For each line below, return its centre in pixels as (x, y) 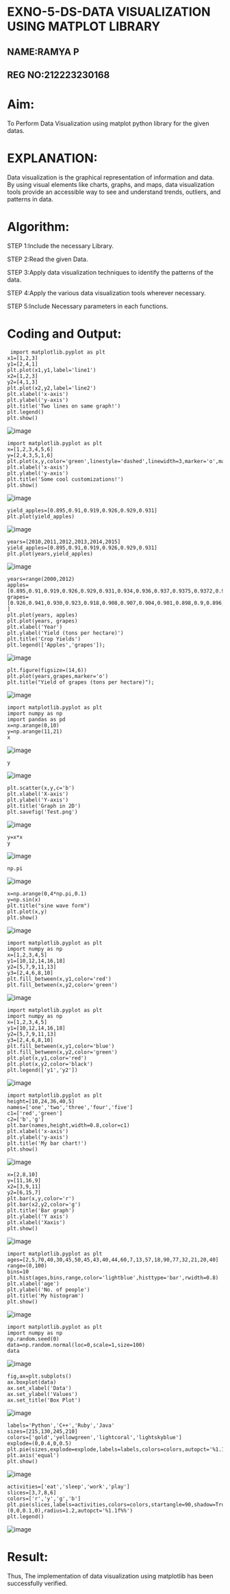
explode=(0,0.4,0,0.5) (39, 1443)
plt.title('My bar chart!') (47, 1143)
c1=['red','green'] (35, 1113)
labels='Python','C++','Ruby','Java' (61, 1425)
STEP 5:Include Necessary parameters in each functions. (88, 306)
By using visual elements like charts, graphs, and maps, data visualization (111, 184)
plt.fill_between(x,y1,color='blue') (61, 1046)
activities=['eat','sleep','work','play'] (68, 1486)
